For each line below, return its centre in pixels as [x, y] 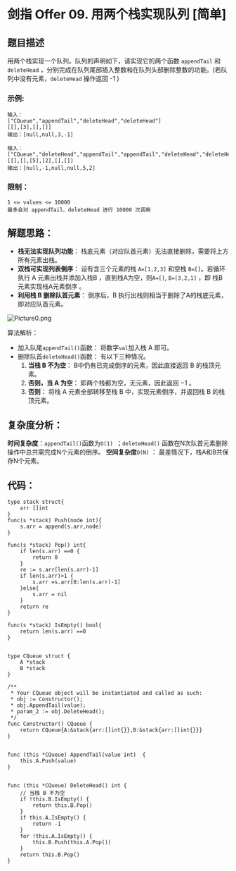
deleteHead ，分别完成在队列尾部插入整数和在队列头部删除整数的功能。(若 [114, 70]
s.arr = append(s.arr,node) [61, 527]
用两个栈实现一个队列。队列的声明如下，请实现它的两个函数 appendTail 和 [114, 61]
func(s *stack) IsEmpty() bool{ [54, 625]
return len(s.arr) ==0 [53, 631]
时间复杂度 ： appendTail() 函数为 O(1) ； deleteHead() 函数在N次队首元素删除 [118, 443]
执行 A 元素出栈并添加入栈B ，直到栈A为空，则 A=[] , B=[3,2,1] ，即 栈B [120, 278]
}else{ [29, 588]
